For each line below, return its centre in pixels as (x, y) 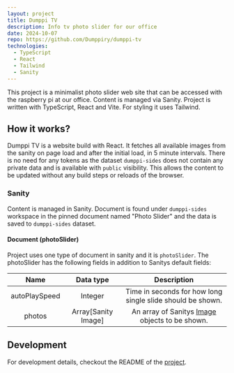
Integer (92, 295)
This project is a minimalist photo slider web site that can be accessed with (115, 92)
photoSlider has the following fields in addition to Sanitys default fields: (109, 262)
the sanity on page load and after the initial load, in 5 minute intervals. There (116, 153)
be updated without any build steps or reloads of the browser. (96, 175)
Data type (92, 279)
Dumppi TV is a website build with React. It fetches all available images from (117, 146)
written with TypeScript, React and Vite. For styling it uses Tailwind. (104, 107)
